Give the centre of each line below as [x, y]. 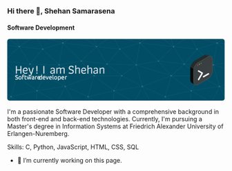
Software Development [41, 28]
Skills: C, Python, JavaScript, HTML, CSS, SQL [73, 147]
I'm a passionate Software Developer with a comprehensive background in [113, 111]
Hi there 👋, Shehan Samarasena [61, 11]
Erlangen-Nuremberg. [38, 133]
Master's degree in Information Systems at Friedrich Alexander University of [115, 126]
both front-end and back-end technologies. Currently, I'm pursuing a [105, 119]
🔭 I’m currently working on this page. [69, 160]
